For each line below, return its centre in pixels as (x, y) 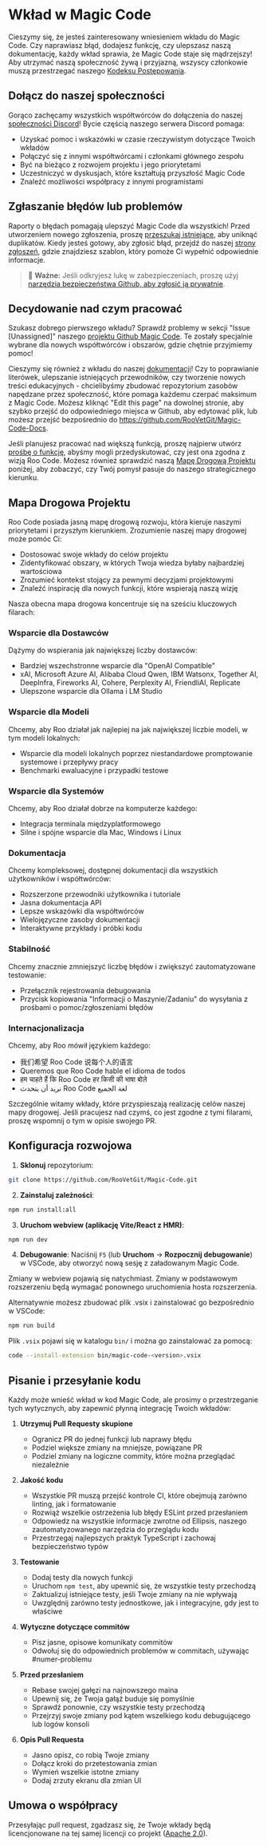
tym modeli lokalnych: (44, 738)
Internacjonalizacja (46, 1028)
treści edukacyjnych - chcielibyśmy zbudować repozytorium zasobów (123, 386)
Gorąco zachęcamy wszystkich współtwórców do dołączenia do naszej (126, 115)
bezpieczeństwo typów (70, 1546)
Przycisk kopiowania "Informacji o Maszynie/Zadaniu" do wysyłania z (134, 999)
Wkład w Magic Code (80, 15)
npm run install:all (43, 1210)
